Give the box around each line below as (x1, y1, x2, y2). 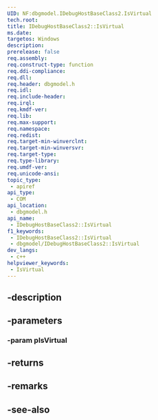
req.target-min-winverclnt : (7, 138, 88, 145)
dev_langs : (7, 247, 38, 254)
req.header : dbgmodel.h (7, 81, 76, 87)
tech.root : (7, 17, 38, 23)
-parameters (7, 315, 63, 327)
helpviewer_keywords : (7, 260, 69, 266)
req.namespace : (7, 125, 51, 132)
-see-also (7, 403, 50, 415)
